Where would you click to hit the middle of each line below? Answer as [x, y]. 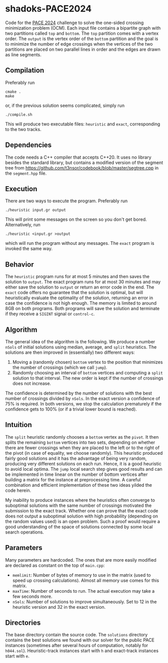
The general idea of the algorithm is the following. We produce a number [80, 342]
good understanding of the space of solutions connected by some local [79, 526]
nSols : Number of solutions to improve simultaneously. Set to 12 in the [85, 602]
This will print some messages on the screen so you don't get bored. [76, 219]
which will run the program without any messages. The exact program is [80, 243]
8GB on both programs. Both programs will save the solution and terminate [82, 309]
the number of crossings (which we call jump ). [60, 367]
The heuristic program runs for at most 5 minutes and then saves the [77, 277]
